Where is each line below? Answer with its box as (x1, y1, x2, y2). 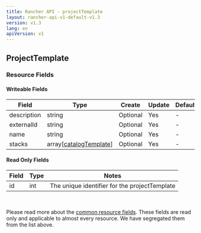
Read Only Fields (6, 156, 49, 164)
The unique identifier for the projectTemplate (50, 181, 176, 189)
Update (148, 101, 170, 109)
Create (120, 101, 141, 109)
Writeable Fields (6, 86, 48, 93)
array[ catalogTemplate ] (47, 139, 113, 148)
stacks (9, 139, 28, 148)
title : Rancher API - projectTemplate (6, 8, 103, 15)
